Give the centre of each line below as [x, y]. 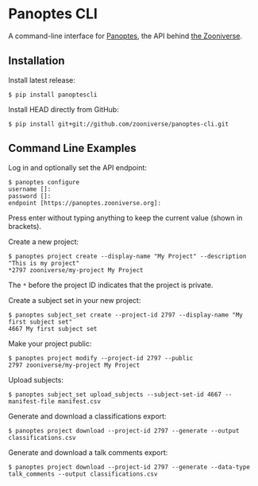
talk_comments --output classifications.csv [83, 474]
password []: [30, 196]
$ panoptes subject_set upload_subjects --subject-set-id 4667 [115, 395]
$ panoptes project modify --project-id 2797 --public [101, 358]
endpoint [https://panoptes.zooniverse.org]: [85, 203]
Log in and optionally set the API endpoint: [77, 167]
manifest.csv [80, 401]
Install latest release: [42, 80]
